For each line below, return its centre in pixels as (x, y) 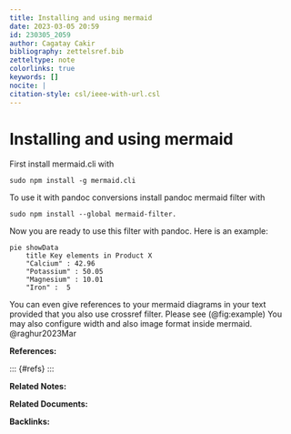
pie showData (34, 248)
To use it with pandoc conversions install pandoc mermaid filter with (137, 197)
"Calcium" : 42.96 (60, 264)
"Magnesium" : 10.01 (65, 280)
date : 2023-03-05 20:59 (55, 26)
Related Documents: (49, 404)
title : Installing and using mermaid (81, 18)
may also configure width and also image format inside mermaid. (131, 324)
